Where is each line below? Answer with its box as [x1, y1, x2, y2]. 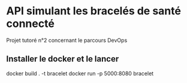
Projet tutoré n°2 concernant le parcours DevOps [6, 36, 128, 44]
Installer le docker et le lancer [6, 54, 119, 64]
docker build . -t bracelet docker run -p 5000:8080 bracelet [6, 70, 154, 77]
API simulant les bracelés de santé [6, 4, 182, 18]
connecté [6, 17, 55, 30]
